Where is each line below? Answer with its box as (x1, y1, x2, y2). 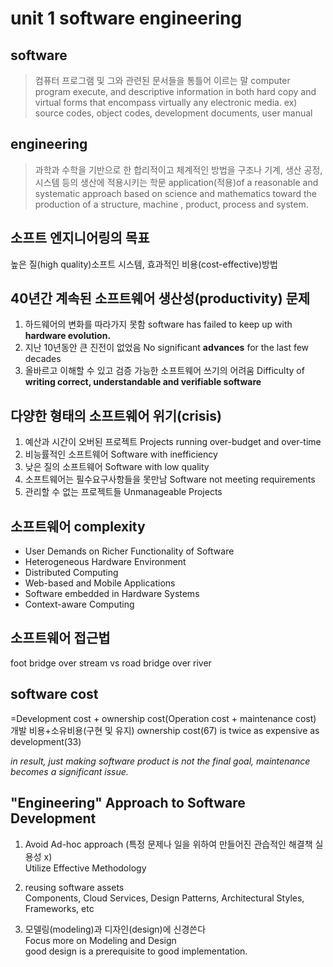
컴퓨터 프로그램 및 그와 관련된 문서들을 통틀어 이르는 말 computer (34, 75, 291, 86)
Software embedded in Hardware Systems (24, 588, 200, 600)
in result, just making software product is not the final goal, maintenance (10, 755, 311, 767)
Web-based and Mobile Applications (24, 577, 176, 589)
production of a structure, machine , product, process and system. (34, 198, 309, 210)
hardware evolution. (24, 330, 112, 342)
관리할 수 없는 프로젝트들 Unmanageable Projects (24, 486, 223, 498)
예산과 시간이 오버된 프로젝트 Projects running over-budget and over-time (24, 436, 322, 448)
